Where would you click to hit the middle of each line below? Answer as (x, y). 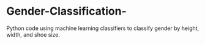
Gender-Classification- (66, 11)
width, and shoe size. (33, 34)
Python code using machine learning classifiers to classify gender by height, (103, 28)
